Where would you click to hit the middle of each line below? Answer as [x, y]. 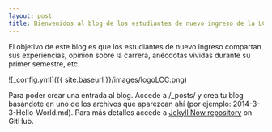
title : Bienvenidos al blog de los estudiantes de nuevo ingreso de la [132, 23]
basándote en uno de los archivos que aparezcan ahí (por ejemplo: [120, 104]
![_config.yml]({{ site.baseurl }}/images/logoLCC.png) [98, 79]
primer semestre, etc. [44, 64]
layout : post [30, 16]
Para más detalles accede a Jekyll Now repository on [164, 112]
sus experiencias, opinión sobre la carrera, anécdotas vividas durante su [130, 55]
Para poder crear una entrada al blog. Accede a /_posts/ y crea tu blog [126, 95]
